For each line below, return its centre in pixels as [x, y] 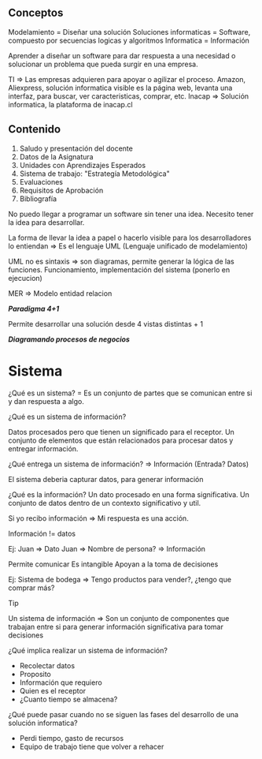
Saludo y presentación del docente [76, 148]
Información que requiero [61, 682]
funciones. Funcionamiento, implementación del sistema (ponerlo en [119, 269]
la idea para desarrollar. [46, 222]
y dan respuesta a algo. [46, 401]
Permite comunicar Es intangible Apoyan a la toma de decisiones [113, 564]
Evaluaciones [41, 181]
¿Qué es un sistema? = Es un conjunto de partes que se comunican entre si [130, 393]
